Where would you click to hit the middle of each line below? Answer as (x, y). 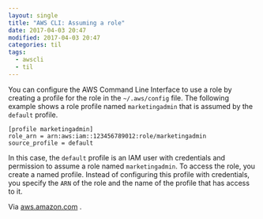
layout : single (33, 15)
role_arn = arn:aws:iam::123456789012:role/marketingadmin (107, 136)
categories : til (35, 45)
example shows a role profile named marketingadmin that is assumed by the (131, 106)
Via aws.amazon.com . (45, 206)
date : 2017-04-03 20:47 (47, 30)
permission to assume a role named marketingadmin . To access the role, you (131, 166)
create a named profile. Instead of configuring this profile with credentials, (129, 174)
